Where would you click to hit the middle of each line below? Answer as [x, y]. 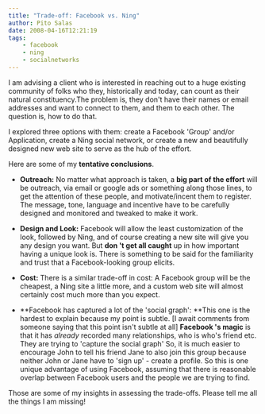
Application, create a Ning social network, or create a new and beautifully [128, 140]
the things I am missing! [47, 401]
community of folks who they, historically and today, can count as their [124, 91]
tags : [17, 38]
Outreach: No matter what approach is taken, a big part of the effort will [138, 179]
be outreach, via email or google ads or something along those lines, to [136, 188]
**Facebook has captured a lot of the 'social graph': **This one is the [135, 310]
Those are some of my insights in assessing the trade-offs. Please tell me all [133, 393]
